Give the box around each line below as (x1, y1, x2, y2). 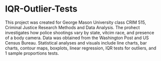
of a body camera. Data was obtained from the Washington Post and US (5, 35, 149, 41)
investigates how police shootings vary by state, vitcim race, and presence (5, 30, 154, 35)
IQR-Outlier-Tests (5, 3, 78, 15)
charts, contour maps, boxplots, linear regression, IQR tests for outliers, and (5, 45, 157, 51)
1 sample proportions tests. (5, 50, 59, 56)
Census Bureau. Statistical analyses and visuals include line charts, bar (5, 40, 147, 46)
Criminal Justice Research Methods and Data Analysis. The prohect (5, 24, 140, 30)
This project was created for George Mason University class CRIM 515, (5, 19, 146, 25)
